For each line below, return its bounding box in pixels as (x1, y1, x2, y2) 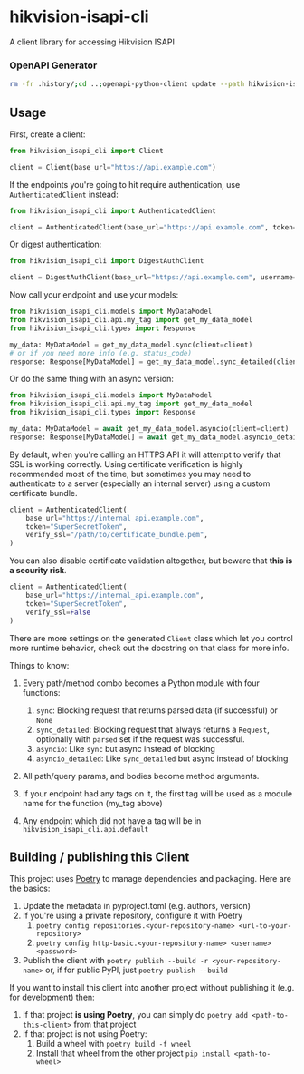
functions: (22, 687, 61, 698)
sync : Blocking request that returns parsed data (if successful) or (35, 705, 279, 716)
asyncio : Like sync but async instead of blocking (35, 743, 215, 754)
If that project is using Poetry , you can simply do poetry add (22, 1010, 249, 1020)
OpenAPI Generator (9, 59, 98, 72)
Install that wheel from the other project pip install (35, 1048, 231, 1059)
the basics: (9, 883, 51, 894)
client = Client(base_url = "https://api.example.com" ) (9, 162, 217, 171)
